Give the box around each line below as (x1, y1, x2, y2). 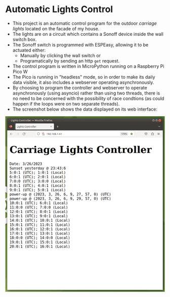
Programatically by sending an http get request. (20, 58, 120, 64)
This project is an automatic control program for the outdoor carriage (12, 20, 157, 26)
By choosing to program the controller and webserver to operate (12, 84, 148, 90)
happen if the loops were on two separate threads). (12, 101, 120, 107)
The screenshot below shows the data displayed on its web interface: (12, 106, 158, 112)
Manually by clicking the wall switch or (20, 52, 101, 59)
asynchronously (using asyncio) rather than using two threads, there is (12, 90, 160, 96)
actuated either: (12, 47, 46, 53)
